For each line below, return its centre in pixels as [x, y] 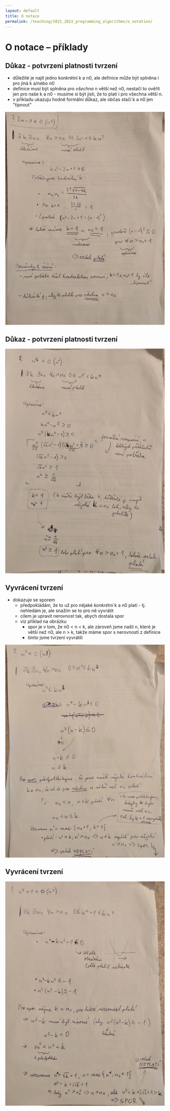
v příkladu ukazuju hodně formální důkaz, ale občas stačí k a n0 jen [83, 99]
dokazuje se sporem [34, 600]
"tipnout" [22, 105]
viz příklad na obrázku [43, 621]
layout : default [22, 11]
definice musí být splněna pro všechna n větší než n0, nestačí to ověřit [86, 89]
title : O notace [22, 16]
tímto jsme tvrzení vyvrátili [55, 637]
